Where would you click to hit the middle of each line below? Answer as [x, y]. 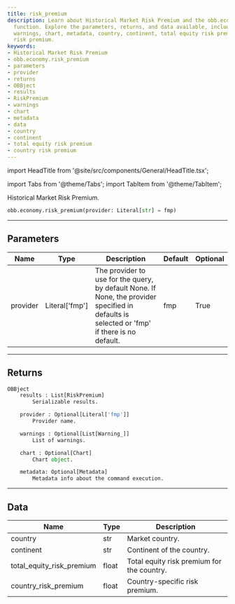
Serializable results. [65, 402]
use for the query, [124, 279]
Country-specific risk [163, 581]
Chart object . [53, 460]
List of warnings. [59, 440]
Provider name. [55, 421]
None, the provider [126, 296]
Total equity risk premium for [174, 561]
